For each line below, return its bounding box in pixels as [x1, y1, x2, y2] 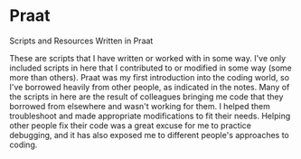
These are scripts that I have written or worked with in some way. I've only [9, 52, 287, 63]
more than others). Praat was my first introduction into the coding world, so [9, 71, 290, 82]
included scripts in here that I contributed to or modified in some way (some [9, 62, 292, 73]
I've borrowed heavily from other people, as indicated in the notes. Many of [9, 81, 290, 92]
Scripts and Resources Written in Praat [9, 35, 154, 46]
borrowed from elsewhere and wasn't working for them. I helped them [9, 100, 271, 111]
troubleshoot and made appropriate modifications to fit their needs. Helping [9, 110, 291, 121]
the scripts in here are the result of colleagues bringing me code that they [9, 91, 284, 102]
